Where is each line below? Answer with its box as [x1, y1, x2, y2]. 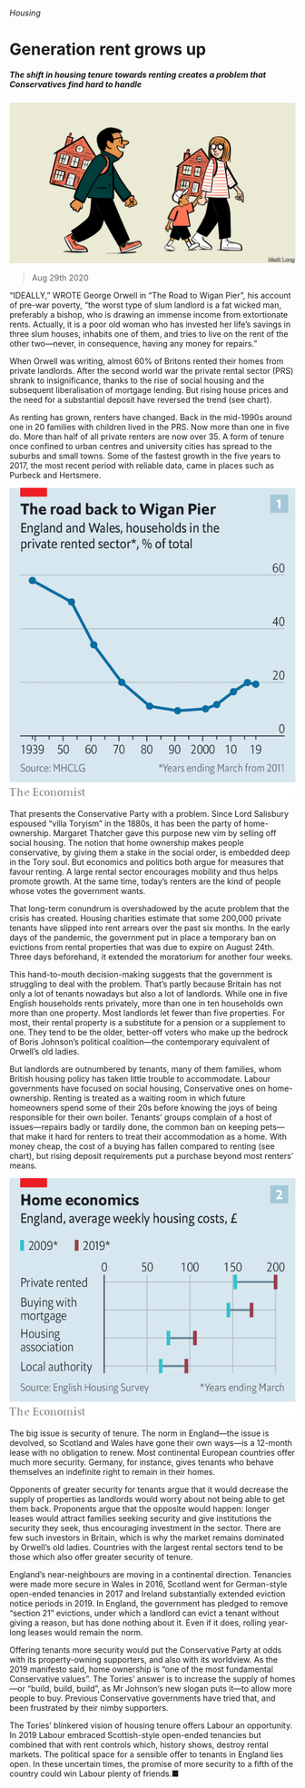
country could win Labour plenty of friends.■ [9, 1768, 180, 1779]
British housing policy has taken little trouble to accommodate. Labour [9, 1074, 271, 1084]
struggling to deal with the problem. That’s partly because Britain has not [9, 978, 281, 989]
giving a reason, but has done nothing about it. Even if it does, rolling [9, 1616, 267, 1628]
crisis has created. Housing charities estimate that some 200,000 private [9, 913, 281, 923]
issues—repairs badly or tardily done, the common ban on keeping [9, 1122, 259, 1132]
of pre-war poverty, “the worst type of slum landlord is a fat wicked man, [9, 300, 281, 310]
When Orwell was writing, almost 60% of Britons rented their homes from [9, 356, 284, 367]
